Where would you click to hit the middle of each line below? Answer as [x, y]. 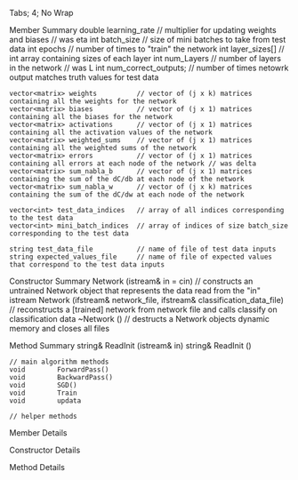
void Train [43, 393]
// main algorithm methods [59, 362]
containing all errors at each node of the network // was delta [133, 164]
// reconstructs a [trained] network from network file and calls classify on [143, 309]
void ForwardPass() [59, 370]
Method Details [37, 467]
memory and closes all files [59, 328]
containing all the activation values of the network [111, 132]
